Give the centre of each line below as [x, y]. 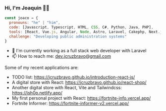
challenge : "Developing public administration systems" [68, 37]
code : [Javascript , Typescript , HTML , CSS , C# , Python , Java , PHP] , [81, 27]
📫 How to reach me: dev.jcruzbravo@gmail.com [61, 56]
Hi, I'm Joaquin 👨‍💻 [27, 8]
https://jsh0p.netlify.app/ [37, 93]
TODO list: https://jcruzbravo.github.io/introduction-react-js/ [73, 77]
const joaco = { [21, 18]
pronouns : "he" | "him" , [35, 23]
